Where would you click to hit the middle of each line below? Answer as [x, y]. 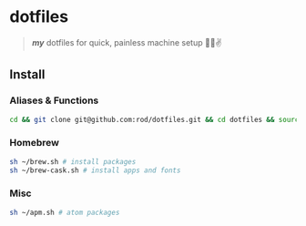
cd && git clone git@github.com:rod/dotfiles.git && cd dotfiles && [142, 119]
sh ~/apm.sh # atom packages [65, 212]
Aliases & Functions [54, 100]
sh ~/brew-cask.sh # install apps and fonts [95, 170]
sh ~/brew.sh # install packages [73, 161]
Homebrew [34, 143]
